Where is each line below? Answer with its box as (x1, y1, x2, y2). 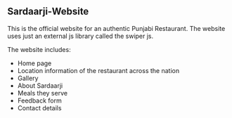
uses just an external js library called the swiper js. (7, 32, 154, 40)
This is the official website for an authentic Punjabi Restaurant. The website (7, 24, 226, 32)
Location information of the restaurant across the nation (17, 66, 180, 74)
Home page (17, 59, 52, 67)
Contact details (17, 103, 62, 112)
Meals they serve (17, 88, 68, 97)
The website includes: (7, 45, 72, 53)
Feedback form (17, 96, 62, 105)
